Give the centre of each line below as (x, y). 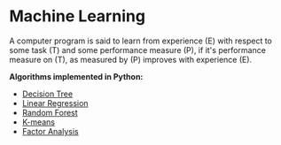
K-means (39, 122)
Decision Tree (47, 94)
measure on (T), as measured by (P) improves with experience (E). (131, 59)
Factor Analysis (50, 131)
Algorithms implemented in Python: (76, 76)
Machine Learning (78, 16)
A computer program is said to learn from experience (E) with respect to (140, 41)
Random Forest (50, 112)
